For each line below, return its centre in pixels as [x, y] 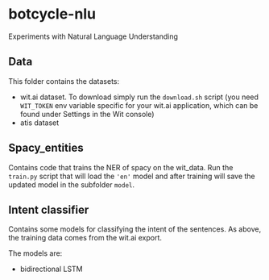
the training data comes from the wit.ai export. [85, 238]
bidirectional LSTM [51, 269]
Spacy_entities [46, 148]
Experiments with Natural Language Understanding [93, 36]
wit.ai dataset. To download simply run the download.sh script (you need [139, 97]
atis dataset [39, 123]
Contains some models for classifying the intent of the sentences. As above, [135, 229]
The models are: [35, 253]
